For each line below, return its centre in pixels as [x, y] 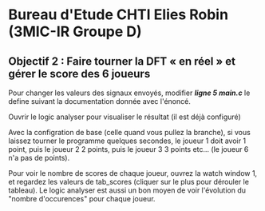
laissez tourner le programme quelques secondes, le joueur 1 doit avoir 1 [127, 141]
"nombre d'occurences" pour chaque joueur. [82, 199]
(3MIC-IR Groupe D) [75, 32]
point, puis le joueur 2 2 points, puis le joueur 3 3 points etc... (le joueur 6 [129, 149]
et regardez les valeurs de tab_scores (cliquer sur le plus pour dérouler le [129, 182]
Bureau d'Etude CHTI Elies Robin [119, 15]
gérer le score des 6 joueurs [79, 74]
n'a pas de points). [39, 158]
